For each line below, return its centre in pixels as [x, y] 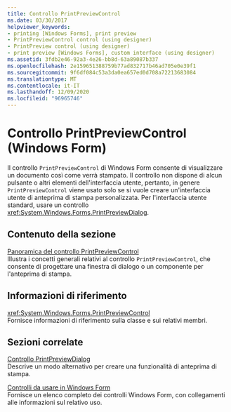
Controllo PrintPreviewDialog [49, 359]
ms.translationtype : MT [42, 79]
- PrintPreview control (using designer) [69, 46]
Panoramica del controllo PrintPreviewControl [73, 251]
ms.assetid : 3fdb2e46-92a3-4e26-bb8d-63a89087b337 [83, 60]
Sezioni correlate [45, 342]
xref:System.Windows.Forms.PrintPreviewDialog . [78, 212]
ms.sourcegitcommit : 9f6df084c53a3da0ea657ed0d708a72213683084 [102, 72]
